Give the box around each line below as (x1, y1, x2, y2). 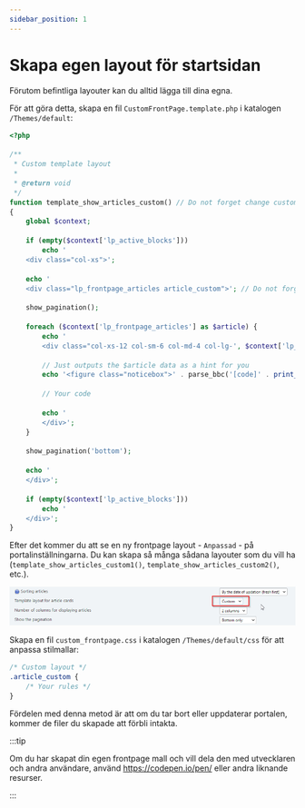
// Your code (42, 389, 92, 399)
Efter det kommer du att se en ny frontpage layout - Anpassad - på (9, 540, 254, 551)
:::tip (9, 735, 26, 746)
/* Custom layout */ (9, 663, 88, 672)
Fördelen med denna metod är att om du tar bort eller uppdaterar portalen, (9, 708, 288, 719)
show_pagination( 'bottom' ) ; (25, 447, 132, 456)
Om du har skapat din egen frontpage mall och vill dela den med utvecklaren (9, 753, 296, 764)
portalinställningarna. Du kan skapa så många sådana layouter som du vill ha (9, 549, 296, 560)
